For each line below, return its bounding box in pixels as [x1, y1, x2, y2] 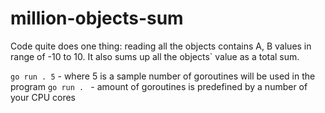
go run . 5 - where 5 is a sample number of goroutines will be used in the [10, 70, 316, 82]
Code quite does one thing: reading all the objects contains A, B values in [10, 40, 312, 52]
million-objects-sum [10, 7, 184, 30]
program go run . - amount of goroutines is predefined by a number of [10, 80, 308, 92]
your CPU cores [10, 91, 76, 103]
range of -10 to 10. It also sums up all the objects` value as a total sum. [10, 50, 300, 62]
